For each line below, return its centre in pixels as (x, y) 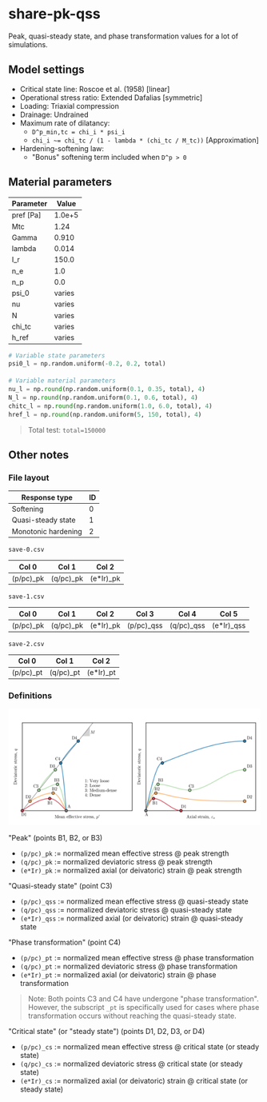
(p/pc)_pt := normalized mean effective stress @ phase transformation (137, 957)
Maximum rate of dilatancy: (65, 123)
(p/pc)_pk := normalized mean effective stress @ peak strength (124, 853)
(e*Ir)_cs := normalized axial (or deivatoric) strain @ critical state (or (133, 1080)
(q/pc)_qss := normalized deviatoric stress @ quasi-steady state (126, 909)
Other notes (39, 455)
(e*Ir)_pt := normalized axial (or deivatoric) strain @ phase (118, 974)
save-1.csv (26, 597)
